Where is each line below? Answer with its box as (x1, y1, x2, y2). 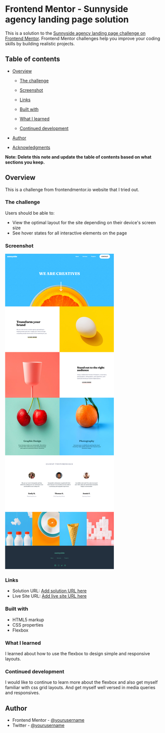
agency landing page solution (5, 14, 129, 25)
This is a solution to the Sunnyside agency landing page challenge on (5, 30, 146, 36)
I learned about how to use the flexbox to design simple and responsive (5, 651, 150, 657)
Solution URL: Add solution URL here (12, 588, 87, 594)
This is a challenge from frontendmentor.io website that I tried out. (5, 186, 139, 193)
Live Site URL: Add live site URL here (12, 593, 87, 599)
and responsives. (5, 690, 40, 696)
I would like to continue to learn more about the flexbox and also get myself (5, 679, 158, 685)
